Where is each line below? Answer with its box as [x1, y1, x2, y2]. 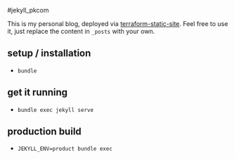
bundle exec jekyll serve [17, 106, 94, 113]
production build [7, 126, 82, 138]
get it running [7, 87, 68, 98]
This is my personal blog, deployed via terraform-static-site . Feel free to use [7, 20, 229, 27]
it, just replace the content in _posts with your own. [7, 27, 155, 35]
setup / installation [7, 47, 91, 59]
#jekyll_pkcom [7, 6, 49, 14]
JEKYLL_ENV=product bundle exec [17, 146, 113, 153]
